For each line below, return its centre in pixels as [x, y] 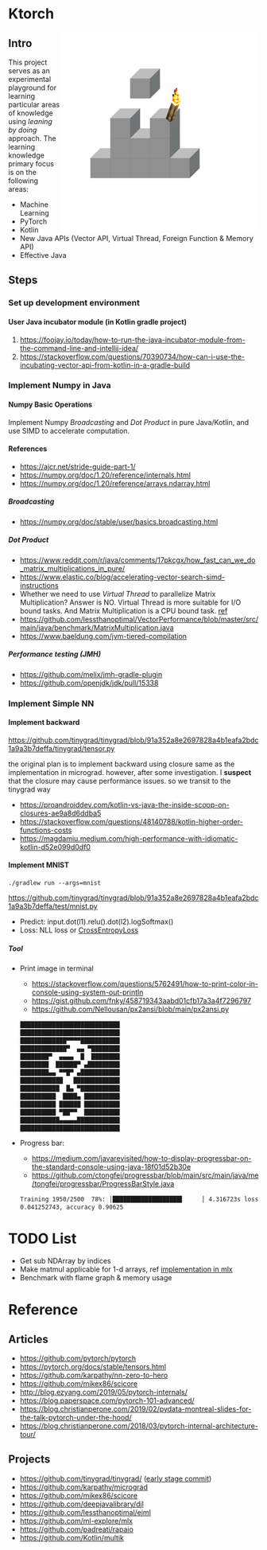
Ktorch [31, 14]
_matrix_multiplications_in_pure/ [72, 568]
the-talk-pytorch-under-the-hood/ [76, 1417]
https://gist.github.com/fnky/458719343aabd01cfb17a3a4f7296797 [141, 1001]
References [28, 449]
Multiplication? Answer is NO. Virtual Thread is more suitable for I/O [130, 602]
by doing [23, 130]
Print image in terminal [56, 968]
